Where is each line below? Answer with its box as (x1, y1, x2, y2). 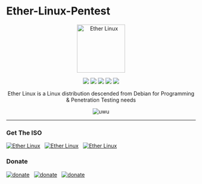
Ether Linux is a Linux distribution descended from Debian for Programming (7, 90, 195, 97)
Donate (6, 158, 28, 166)
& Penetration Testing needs (66, 96, 136, 103)
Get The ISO (6, 128, 42, 136)
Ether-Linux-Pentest (6, 4, 111, 18)
